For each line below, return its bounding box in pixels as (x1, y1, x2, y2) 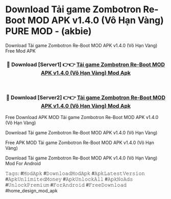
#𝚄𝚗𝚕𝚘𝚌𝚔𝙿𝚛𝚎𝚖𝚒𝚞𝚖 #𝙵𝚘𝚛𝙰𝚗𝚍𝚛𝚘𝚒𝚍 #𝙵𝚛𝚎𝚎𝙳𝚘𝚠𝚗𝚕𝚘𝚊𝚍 (5, 182, 127, 188)
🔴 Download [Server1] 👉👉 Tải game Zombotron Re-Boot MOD (7, 61, 165, 68)
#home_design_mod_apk (5, 187, 58, 193)
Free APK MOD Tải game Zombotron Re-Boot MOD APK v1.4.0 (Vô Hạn (5, 140, 154, 146)
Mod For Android (5, 160, 41, 166)
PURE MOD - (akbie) (5, 26, 92, 37)
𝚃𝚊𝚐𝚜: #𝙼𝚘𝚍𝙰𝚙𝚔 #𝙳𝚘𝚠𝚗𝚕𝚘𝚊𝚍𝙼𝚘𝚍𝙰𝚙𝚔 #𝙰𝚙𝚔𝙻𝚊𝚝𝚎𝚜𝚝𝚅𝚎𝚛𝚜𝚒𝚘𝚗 (5, 170, 145, 176)
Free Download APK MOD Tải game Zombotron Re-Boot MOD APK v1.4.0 (5, 114, 159, 120)
